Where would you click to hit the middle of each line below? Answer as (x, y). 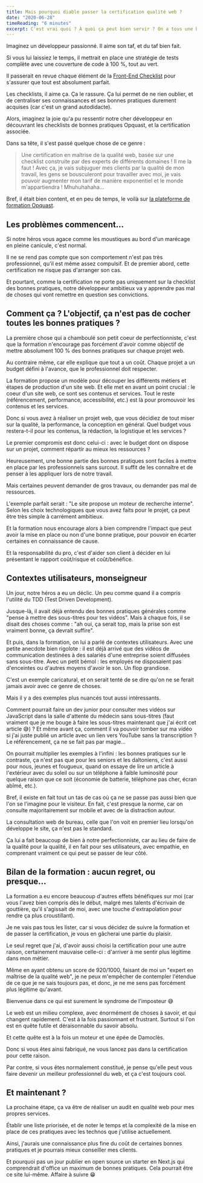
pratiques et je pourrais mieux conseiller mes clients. (72, 1150)
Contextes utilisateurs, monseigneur (77, 578)
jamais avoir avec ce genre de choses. (54, 686)
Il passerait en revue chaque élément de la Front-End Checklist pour (91, 76)
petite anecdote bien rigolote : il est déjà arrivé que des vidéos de (88, 648)
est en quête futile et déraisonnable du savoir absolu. (72, 1026)
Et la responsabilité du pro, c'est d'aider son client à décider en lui (89, 552)
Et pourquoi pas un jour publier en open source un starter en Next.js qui (95, 1162)
